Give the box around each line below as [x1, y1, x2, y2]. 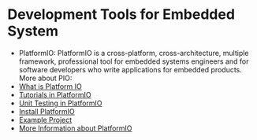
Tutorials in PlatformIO [18, 90, 91, 99]
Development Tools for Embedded [7, 6, 236, 24]
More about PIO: [18, 73, 73, 83]
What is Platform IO [18, 81, 82, 91]
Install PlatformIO [18, 106, 76, 116]
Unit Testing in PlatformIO [18, 98, 103, 108]
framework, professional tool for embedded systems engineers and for [18, 57, 249, 66]
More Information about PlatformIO [18, 123, 132, 133]
